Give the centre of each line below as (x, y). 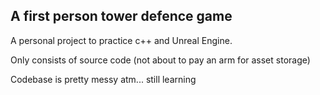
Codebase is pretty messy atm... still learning (103, 79)
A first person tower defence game (121, 16)
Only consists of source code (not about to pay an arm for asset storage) (160, 60)
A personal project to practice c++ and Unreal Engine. (121, 40)
